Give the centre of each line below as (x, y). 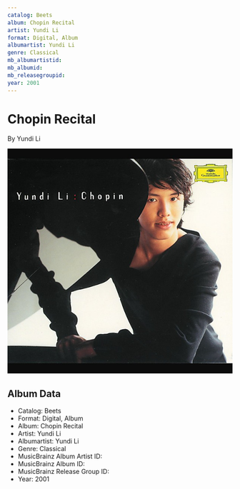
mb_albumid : (25, 68)
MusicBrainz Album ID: (51, 464)
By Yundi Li (24, 138)
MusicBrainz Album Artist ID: (60, 456)
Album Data (34, 394)
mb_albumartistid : (35, 61)
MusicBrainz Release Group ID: (63, 472)
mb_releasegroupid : (36, 75)
